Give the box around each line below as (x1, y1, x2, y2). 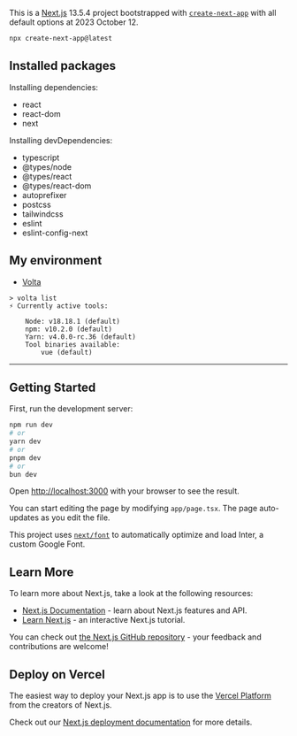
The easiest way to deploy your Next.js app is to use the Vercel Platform (9, 690, 272, 701)
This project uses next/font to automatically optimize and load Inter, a (9, 530, 264, 540)
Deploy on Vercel (9, 667, 106, 682)
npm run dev (9, 420, 53, 430)
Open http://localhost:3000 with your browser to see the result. (9, 486, 240, 496)
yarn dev (9, 437, 42, 446)
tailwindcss (21, 208, 64, 219)
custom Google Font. (9, 539, 86, 549)
